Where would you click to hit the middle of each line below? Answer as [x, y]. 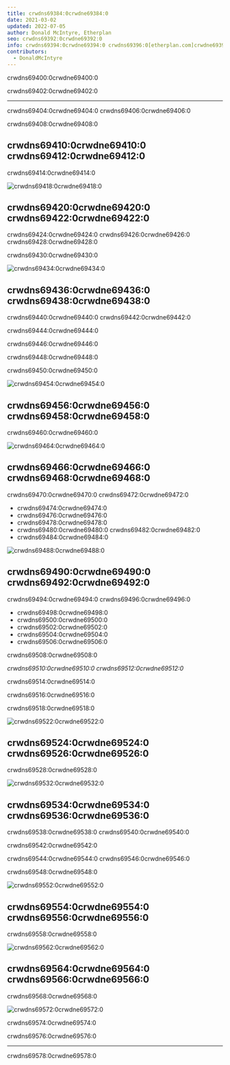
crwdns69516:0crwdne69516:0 [51, 695]
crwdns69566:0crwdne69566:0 [78, 980]
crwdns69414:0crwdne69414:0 [51, 173]
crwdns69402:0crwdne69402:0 [52, 91]
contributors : [27, 52]
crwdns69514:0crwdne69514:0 [51, 681]
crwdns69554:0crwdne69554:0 [78, 907]
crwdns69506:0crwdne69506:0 [62, 641]
